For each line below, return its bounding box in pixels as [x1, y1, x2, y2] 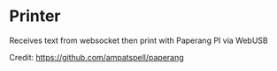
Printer [9, 6, 61, 26]
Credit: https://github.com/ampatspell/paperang [9, 52, 184, 62]
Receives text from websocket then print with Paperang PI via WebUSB [9, 35, 268, 46]
